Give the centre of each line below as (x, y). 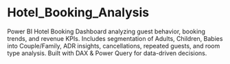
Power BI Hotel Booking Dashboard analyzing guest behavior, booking (106, 31)
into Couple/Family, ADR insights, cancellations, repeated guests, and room (114, 46)
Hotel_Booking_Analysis (78, 13)
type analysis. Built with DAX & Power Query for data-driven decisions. (107, 53)
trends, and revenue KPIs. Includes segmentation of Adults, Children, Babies (115, 38)
